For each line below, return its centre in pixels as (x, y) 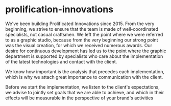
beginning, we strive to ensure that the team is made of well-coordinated (82, 29)
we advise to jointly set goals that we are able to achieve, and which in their (85, 92)
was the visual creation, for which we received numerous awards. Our (79, 45)
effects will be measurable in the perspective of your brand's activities (79, 98)
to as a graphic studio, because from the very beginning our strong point (82, 40)
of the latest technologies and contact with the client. (61, 61)
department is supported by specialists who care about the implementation (84, 56)
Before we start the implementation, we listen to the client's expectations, (82, 87)
